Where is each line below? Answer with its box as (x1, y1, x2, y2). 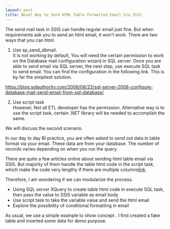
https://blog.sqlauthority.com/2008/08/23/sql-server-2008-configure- (5, 83, 153, 90)
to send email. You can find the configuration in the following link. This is (12, 68, 165, 74)
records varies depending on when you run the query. (5, 146, 118, 152)
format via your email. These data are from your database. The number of (5, 140, 159, 147)
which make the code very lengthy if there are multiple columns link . (5, 166, 147, 173)
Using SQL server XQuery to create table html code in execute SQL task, (12, 186, 164, 192)
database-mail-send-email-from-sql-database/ (5, 89, 104, 95)
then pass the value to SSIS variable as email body (12, 191, 119, 197)
